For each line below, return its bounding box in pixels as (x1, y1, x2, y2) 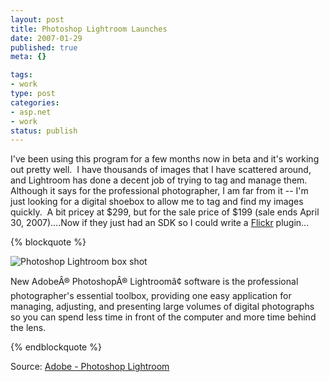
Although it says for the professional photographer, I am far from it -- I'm (10, 185, 309, 197)
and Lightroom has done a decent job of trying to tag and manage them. (10, 174, 308, 186)
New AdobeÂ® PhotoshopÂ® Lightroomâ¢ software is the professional (10, 276, 299, 288)
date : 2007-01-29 (10, 33, 83, 43)
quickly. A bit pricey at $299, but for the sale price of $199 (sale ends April (10, 206, 320, 218)
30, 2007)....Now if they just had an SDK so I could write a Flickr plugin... (10, 217, 310, 229)
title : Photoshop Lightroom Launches (10, 24, 168, 34)
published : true (10, 42, 78, 53)
